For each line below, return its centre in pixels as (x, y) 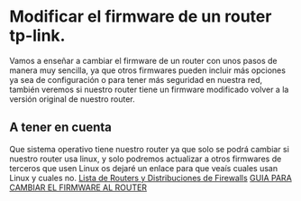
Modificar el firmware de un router (141, 17)
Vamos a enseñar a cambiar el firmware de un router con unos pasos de (143, 60)
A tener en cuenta (61, 128)
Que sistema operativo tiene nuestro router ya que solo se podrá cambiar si (150, 149)
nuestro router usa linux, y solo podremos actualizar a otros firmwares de (146, 159)
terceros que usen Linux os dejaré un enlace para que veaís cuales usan (143, 168)
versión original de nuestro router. (72, 99)
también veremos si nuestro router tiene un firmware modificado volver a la (149, 89)
